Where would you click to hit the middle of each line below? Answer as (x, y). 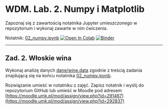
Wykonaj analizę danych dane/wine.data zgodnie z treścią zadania (74, 70)
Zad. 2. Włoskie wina (38, 58)
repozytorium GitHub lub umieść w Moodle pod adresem (63, 90)
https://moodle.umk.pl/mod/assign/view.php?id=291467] (65, 96)
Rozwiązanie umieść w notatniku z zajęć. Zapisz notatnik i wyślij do (74, 85)
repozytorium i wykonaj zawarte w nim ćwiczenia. (56, 28)
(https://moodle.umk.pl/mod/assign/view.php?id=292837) (65, 101)
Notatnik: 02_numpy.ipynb (32, 38)
